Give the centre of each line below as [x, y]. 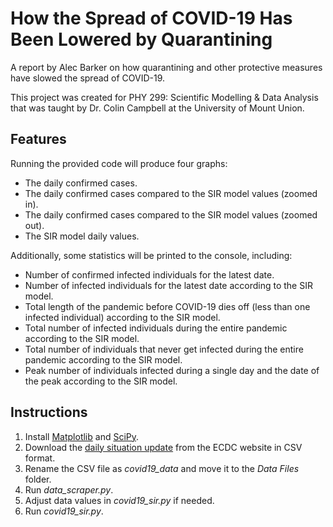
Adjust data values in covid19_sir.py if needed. [119, 500]
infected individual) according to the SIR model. [122, 317]
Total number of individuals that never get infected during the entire [164, 349]
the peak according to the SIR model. [101, 381]
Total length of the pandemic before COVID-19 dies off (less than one [167, 306]
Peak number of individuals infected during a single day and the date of [172, 370]
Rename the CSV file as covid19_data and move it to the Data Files [162, 468]
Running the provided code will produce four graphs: [119, 163]
